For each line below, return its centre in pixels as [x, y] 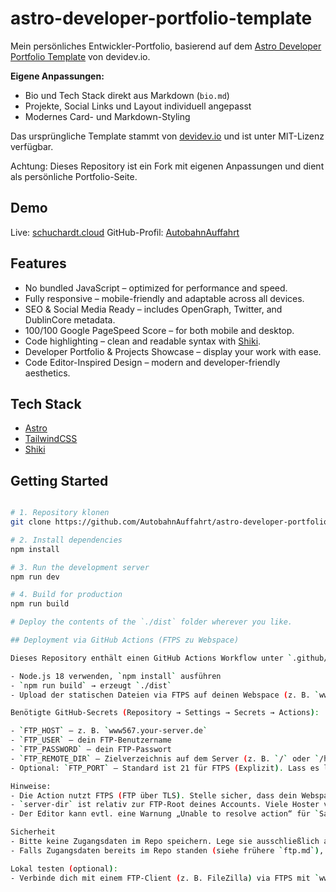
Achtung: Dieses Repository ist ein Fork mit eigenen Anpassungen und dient [167, 166]
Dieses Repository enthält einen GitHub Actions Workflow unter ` [151, 658]
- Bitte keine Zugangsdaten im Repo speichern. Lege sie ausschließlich [165, 842]
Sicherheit [33, 832]
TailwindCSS [51, 439]
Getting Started [59, 480]
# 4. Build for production [66, 595]
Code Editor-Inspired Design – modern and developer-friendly [152, 362]
